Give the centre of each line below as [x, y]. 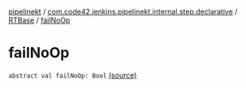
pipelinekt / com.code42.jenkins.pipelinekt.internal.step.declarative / [123, 12]
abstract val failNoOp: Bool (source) [73, 75]
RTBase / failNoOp [39, 20]
